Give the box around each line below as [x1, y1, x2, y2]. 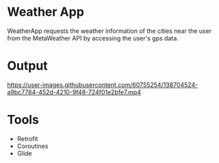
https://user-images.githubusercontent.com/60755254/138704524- [7, 80, 198, 89]
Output [7, 58, 48, 74]
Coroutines [16, 142, 49, 150]
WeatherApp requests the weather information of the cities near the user [7, 27, 212, 35]
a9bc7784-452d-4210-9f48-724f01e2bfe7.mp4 [7, 88, 142, 96]
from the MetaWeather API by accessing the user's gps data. [7, 34, 179, 42]
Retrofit [16, 134, 38, 142]
